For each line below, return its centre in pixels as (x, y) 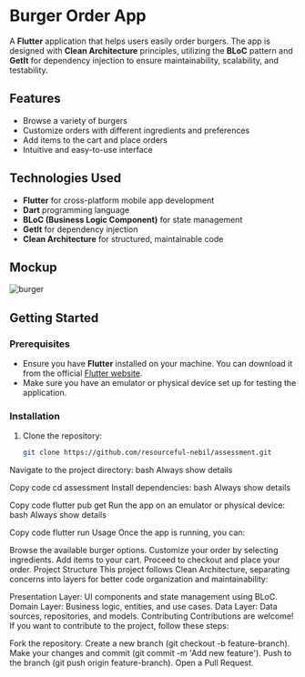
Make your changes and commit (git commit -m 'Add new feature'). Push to (151, 653)
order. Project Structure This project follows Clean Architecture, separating (150, 570)
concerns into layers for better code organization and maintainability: (139, 580)
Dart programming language (76, 209)
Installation (35, 416)
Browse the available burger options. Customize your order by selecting (144, 551)
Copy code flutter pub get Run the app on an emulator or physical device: (147, 505)
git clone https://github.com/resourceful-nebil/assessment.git (147, 453)
